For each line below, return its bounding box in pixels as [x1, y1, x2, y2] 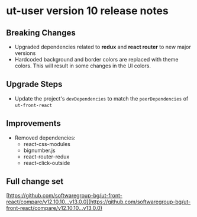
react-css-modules [23, 140, 71, 147]
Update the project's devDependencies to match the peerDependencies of [14, 95, 189, 102]
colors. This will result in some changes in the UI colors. [14, 62, 151, 69]
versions [14, 50, 36, 57]
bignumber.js [23, 147, 56, 154]
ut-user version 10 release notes [6, 4, 169, 18]
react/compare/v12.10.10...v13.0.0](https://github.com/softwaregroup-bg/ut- [6, 198, 191, 205]
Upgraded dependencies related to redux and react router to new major [14, 43, 191, 50]
